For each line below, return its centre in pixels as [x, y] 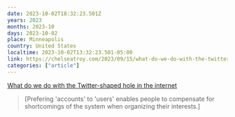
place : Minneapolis [36, 40]
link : [15, 59]
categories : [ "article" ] [43, 65]
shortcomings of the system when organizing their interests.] [112, 106]
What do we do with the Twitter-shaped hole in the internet [92, 85]
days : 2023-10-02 [33, 33]
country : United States [42, 46]
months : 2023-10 [31, 26]
